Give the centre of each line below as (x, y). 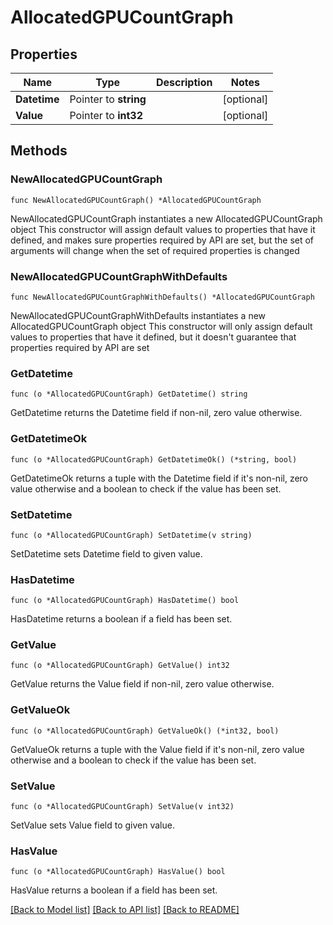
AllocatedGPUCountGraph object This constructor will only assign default (161, 326)
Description (184, 82)
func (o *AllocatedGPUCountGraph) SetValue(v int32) (122, 807)
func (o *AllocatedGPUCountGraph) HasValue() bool (118, 872)
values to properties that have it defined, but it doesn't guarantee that (153, 337)
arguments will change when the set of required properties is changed (155, 250)
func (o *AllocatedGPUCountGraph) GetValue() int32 (120, 666)
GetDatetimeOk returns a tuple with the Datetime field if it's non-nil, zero (159, 478)
